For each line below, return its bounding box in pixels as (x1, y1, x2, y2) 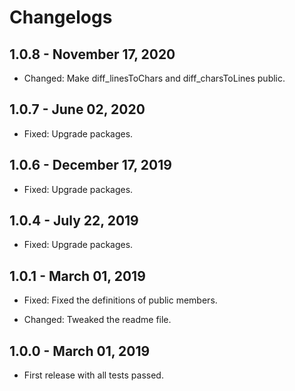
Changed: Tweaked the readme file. (23, 314, 172, 326)
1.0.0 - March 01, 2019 (9, 342, 151, 360)
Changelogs (9, 6, 113, 29)
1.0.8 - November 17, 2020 (9, 46, 176, 63)
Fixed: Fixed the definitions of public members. (23, 294, 218, 306)
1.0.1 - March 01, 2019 (9, 267, 146, 285)
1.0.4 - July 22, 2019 (9, 212, 139, 230)
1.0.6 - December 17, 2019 (9, 157, 172, 174)
